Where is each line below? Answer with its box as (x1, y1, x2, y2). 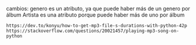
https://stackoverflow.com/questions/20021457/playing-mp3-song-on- (6, 28, 179, 34)
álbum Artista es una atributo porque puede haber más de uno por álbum (6, 11, 185, 18)
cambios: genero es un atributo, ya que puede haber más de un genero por (6, 5, 191, 12)
